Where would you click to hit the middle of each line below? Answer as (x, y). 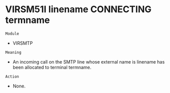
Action (12, 76)
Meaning (13, 52)
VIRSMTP (23, 43)
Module (12, 34)
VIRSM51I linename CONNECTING (78, 9)
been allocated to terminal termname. (52, 67)
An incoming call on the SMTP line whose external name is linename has (89, 61)
